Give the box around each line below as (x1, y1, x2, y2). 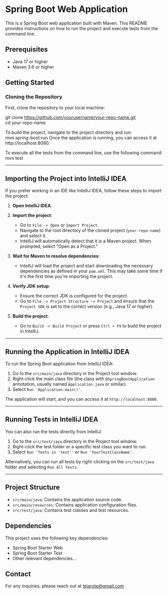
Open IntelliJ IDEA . (12, 203, 52, 209)
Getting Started (5, 79, 54, 87)
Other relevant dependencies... (12, 555, 76, 561)
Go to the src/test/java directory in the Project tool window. (12, 438, 137, 444)
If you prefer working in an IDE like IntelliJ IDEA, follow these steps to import (5, 188, 162, 194)
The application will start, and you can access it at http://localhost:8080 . (5, 396, 158, 402)
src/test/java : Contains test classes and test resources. (12, 507, 129, 513)
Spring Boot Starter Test (12, 550, 62, 556)
